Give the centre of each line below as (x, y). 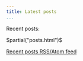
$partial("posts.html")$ (34, 40)
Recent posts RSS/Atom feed (41, 52)
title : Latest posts (32, 12)
